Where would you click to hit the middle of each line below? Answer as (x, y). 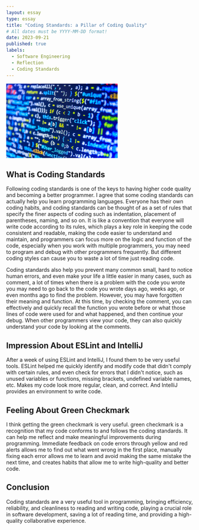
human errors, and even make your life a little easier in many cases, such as (99, 276)
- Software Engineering (41, 57)
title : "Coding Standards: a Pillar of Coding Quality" (77, 25)
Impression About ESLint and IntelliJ (75, 345)
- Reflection (28, 62)
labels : (16, 51)
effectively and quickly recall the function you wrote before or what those (96, 308)
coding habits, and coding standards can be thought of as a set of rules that (99, 208)
